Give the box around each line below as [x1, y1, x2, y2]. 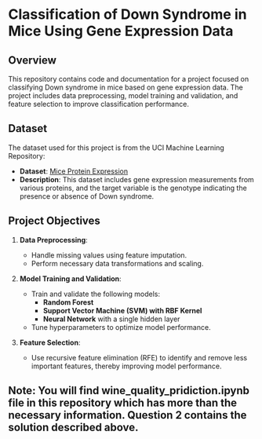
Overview [8, 53, 57, 67]
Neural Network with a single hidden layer [42, 314, 180, 324]
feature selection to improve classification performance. [8, 100, 190, 108]
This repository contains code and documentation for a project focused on [8, 75, 249, 83]
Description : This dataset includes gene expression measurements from [19, 174, 255, 184]
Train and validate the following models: [31, 289, 161, 298]
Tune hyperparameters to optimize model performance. [31, 322, 211, 331]
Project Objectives [8, 214, 100, 228]
